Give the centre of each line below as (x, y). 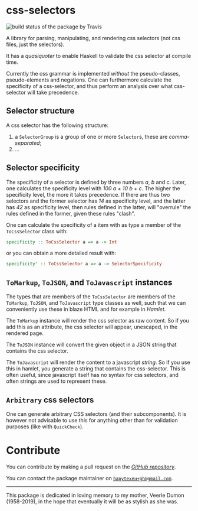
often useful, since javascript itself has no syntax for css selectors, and (92, 375)
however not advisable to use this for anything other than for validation (92, 420)
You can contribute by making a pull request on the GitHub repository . (91, 467)
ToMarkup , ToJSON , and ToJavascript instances (89, 282)
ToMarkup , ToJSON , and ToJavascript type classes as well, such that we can (96, 303)
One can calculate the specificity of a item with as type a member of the (94, 224)
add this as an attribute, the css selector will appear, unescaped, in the (92, 327)
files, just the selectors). (35, 44)
